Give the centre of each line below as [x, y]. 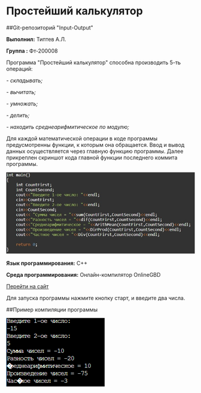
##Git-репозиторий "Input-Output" [50, 28]
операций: [19, 69]
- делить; [18, 115]
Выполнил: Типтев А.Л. [36, 39]
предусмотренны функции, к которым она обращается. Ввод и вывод [95, 144]
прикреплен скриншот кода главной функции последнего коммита [92, 158]
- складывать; [25, 80]
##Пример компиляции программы [52, 309]
